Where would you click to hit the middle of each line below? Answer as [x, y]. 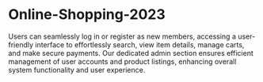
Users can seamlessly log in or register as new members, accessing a [122, 36]
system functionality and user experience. [77, 69]
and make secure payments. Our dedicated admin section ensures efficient [131, 53]
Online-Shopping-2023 [87, 15]
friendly [21, 44]
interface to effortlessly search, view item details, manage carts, [140, 44]
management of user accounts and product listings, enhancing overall [122, 61]
